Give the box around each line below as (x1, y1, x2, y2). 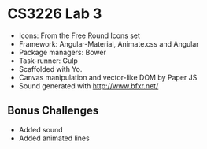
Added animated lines (18, 133, 90, 143)
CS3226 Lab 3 (7, 5, 102, 23)
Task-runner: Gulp (18, 56, 78, 65)
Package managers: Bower (18, 47, 107, 57)
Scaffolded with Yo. (18, 64, 83, 73)
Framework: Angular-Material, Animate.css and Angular (18, 39, 199, 48)
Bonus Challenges (7, 104, 99, 117)
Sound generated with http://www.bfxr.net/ (18, 80, 159, 91)
